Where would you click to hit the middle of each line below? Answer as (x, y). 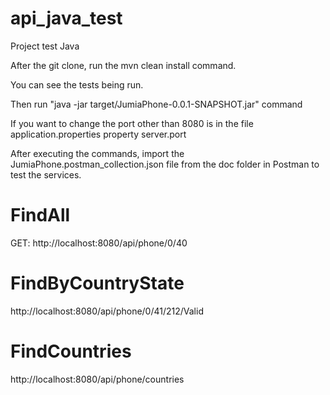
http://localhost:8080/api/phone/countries (97, 379)
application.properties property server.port (98, 134)
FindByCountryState (97, 283)
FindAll (40, 215)
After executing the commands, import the (97, 153)
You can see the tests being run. (77, 84)
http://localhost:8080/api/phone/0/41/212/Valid (107, 311)
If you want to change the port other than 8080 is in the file (132, 123)
